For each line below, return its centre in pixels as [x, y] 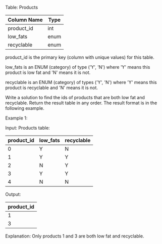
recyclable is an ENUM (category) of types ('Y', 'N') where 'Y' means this [81, 82]
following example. [25, 108]
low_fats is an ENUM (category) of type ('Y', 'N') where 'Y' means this [78, 67]
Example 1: [16, 118]
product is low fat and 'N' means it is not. [48, 72]
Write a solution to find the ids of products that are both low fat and [75, 97]
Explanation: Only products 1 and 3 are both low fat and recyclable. [75, 236]
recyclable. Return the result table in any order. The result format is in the [81, 103]
